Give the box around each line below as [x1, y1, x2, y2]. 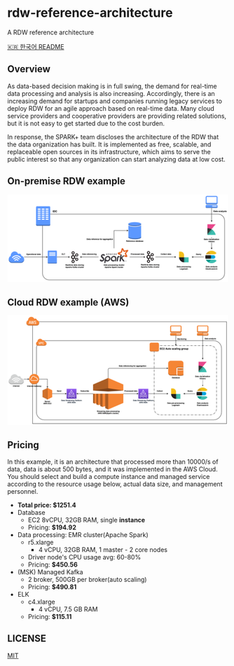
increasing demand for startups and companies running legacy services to [7, 97, 223, 105]
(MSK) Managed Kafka [17, 568, 83, 576]
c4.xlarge [27, 597, 55, 606]
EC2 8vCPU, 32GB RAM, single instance [27, 516, 146, 524]
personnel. [7, 487, 39, 495]
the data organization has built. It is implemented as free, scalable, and [7, 140, 212, 148]
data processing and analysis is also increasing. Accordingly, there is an [7, 89, 215, 97]
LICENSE [7, 632, 47, 645]
